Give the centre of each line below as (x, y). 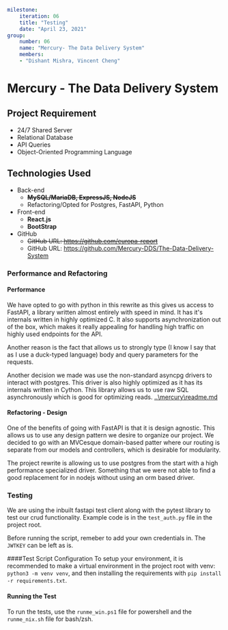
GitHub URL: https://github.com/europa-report (92, 241)
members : (32, 55)
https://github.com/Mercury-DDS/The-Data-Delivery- (139, 248)
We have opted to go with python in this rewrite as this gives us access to (110, 304)
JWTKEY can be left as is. (40, 546)
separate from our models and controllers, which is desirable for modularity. (114, 450)
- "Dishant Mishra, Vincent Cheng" (70, 61)
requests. (20, 362)
